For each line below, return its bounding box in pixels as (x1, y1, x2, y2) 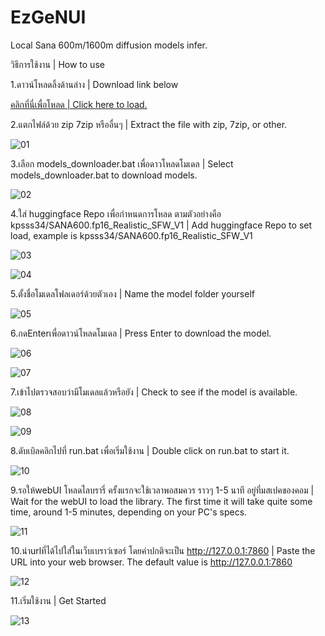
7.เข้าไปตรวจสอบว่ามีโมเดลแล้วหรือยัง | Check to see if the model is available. (10, 386, 298, 398)
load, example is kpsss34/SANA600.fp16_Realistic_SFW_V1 (10, 229, 253, 241)
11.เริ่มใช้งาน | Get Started (10, 594, 107, 606)
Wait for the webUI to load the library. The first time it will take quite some (10, 495, 313, 507)
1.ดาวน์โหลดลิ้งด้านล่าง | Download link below (10, 78, 179, 90)
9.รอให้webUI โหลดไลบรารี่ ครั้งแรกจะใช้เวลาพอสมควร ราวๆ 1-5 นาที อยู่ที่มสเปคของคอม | (10, 484, 315, 496)
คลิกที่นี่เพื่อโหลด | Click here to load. (10, 98, 148, 110)
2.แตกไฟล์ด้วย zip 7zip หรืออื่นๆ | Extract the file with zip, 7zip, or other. (10, 118, 288, 130)
